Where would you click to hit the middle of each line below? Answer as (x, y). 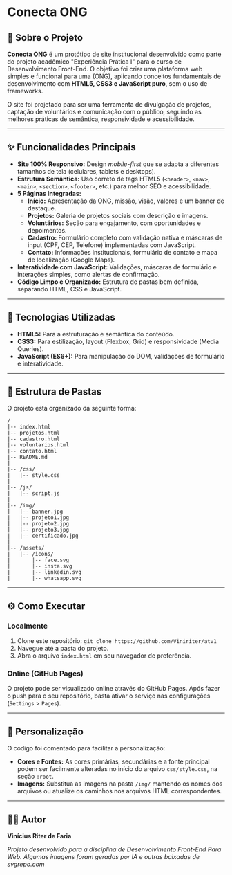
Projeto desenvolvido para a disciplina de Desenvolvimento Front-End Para (114, 849)
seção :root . (35, 777)
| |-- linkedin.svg (44, 572)
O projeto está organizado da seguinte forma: (72, 408)
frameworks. (25, 91)
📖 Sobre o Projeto (45, 38)
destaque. (42, 208)
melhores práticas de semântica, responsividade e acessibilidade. (101, 119)
